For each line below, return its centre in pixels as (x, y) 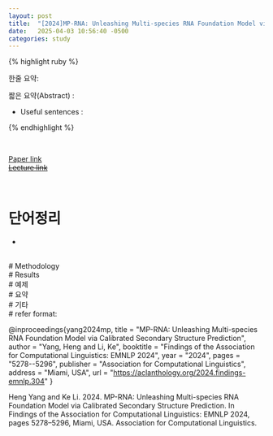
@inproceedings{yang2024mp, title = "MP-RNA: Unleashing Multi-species (133, 330)
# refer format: (33, 314)
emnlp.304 (26, 382)
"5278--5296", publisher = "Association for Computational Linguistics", (127, 364)
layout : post (30, 16)
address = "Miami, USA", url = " (61, 373)
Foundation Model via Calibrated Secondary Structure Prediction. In (121, 406)
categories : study (39, 39)
